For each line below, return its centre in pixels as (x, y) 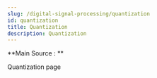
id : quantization (33, 20)
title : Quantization (38, 27)
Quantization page (34, 67)
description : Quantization (47, 33)
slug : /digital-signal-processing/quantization (79, 14)
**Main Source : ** (35, 53)
